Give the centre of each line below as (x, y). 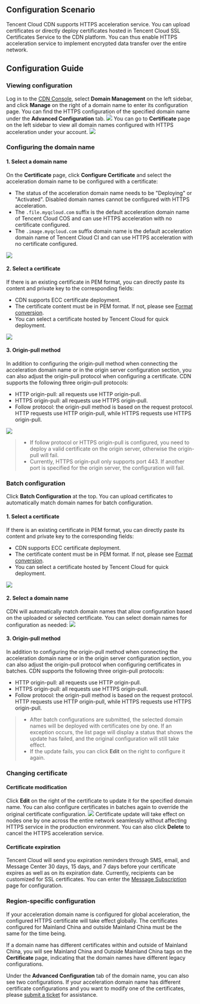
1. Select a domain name (37, 162)
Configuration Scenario (51, 10)
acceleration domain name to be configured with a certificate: (82, 181)
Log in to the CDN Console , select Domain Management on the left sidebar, (99, 99)
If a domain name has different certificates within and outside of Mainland (97, 945)
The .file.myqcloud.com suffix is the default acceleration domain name (102, 212)
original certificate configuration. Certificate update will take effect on (96, 814)
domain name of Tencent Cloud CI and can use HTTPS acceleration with (104, 237)
